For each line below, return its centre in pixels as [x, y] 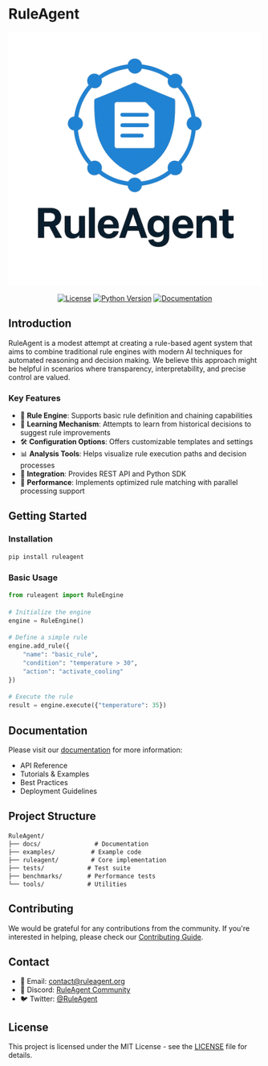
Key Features [35, 397]
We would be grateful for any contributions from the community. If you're [129, 928]
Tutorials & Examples [55, 774]
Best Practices [44, 782]
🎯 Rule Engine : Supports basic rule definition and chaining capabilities [136, 416]
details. [20, 1056]
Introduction [40, 324]
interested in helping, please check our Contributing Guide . [106, 936]
